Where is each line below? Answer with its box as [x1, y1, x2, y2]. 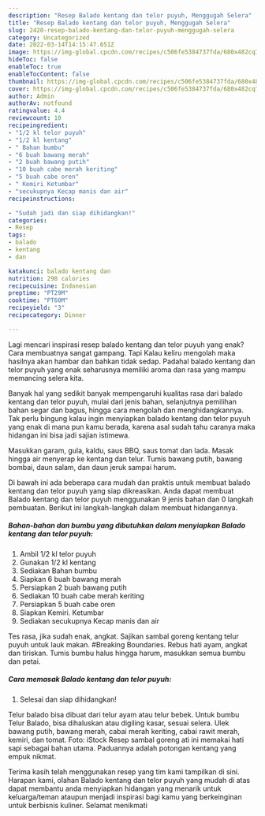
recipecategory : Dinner [8, 311, 87, 319]
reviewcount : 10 [8, 114, 62, 122]
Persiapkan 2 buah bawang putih [19, 583, 128, 592]
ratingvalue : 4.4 [8, 107, 65, 115]
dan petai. [8, 656, 41, 666]
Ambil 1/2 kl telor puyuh [19, 549, 97, 558]
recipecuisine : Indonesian [8, 281, 97, 290]
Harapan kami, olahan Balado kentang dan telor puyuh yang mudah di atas [8, 775, 251, 784]
